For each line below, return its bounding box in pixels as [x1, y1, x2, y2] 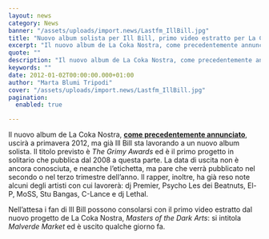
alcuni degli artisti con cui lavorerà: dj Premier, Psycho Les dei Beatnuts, [8, 181, 246, 190]
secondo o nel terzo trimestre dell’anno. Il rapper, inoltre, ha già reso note [8, 173, 251, 182]
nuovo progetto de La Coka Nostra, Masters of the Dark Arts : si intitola [8, 213, 242, 223]
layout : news [8, 11, 52, 20]
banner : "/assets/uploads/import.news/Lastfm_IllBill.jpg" [8, 26, 210, 34]
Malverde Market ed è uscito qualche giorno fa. [8, 221, 166, 232]
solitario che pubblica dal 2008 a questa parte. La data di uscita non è [8, 155, 239, 165]
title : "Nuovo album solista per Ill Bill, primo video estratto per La [8, 34, 256, 42]
